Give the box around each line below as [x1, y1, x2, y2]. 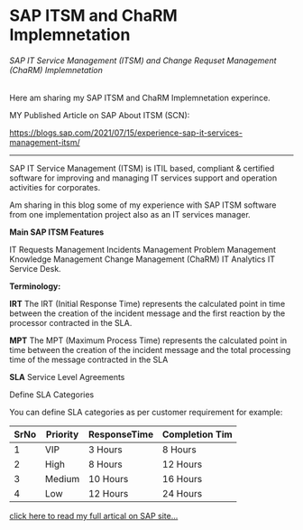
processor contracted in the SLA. [9, 318, 133, 329]
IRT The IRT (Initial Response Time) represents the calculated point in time [9, 299, 286, 310]
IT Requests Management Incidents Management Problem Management [9, 245, 277, 256]
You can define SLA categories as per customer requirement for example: [9, 407, 283, 418]
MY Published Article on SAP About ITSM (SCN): [9, 110, 190, 121]
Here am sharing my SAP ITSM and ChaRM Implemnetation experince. [9, 92, 271, 104]
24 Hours [161, 488, 203, 500]
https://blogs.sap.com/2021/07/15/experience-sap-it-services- [9, 127, 243, 138]
